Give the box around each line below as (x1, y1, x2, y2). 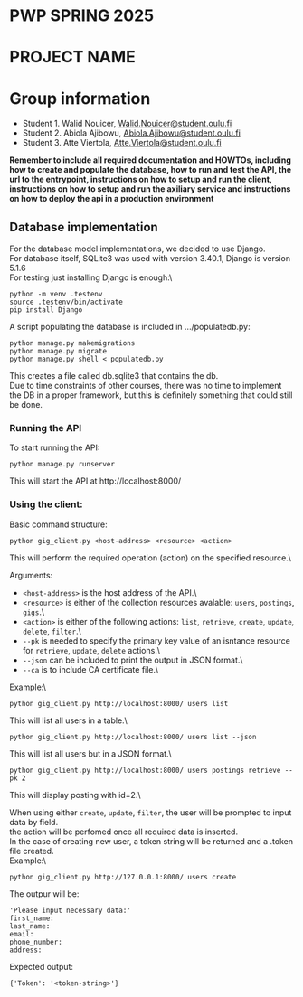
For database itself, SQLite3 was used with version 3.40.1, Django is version (9, 253, 291, 264)
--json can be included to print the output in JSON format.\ (22, 654, 243, 665)
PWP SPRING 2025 (9, 5, 155, 26)
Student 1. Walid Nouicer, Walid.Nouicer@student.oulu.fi (22, 118, 232, 129)
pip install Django (9, 306, 83, 315)
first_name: (9, 914, 54, 923)
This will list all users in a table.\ (9, 715, 128, 726)
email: (9, 929, 34, 938)
